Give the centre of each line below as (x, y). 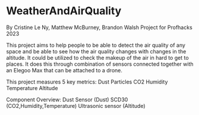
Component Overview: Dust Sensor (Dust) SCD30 (67, 100)
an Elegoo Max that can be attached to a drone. (64, 70)
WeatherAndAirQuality (64, 11)
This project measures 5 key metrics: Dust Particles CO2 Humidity (87, 82)
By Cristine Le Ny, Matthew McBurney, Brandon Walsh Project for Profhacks (99, 27)
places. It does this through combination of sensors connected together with (100, 64)
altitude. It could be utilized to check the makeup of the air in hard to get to (97, 57)
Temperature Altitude (32, 88)
